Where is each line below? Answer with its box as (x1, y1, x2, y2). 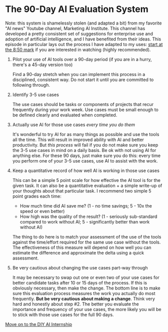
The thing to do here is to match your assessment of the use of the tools (12, 233, 161, 239)
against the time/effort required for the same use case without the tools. (12, 239, 161, 245)
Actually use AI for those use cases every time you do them (12, 121, 135, 127)
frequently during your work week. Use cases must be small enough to (12, 106, 159, 112)
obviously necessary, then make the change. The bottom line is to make (12, 285, 161, 291)
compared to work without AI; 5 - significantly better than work (19, 218, 150, 224)
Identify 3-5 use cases (12, 91, 59, 97)
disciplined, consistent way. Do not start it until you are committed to (12, 76, 154, 82)
